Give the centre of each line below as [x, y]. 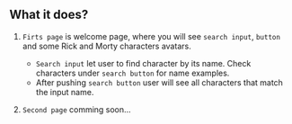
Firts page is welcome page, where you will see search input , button [151, 36]
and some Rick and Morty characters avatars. [106, 46]
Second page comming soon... [77, 109]
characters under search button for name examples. [133, 73]
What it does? [49, 15]
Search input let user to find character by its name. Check [143, 63]
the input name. [65, 92]
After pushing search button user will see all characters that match [159, 82]
